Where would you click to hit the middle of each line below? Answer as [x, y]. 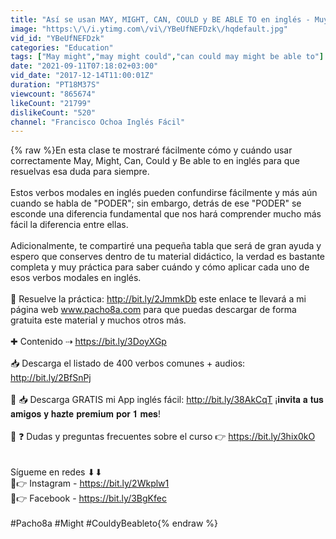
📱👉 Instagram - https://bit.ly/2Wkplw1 [90, 483]
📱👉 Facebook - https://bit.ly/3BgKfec [88, 498]
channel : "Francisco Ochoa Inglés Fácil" [98, 122]
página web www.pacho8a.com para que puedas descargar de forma [153, 310]
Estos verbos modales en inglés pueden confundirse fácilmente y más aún [164, 193]
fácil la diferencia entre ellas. [69, 225]
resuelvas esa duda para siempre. [80, 172]
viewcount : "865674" [53, 94]
